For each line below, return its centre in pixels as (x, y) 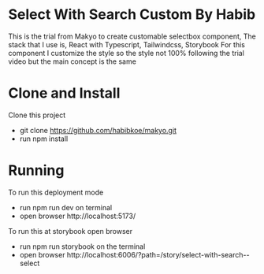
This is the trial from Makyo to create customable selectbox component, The (132, 36)
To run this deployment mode (56, 192)
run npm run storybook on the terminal (82, 246)
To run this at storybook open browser (70, 231)
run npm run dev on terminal (66, 207)
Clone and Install (64, 93)
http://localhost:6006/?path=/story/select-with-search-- (158, 254)
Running (36, 170)
